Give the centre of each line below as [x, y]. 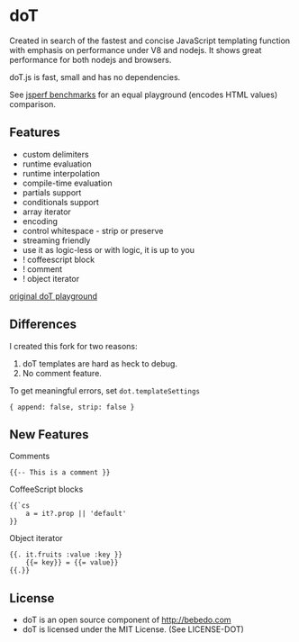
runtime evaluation [57, 164]
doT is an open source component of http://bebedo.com [127, 620]
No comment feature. [62, 373]
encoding [40, 221]
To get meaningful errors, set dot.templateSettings [105, 390]
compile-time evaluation [67, 183]
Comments [30, 457]
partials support [52, 192]
